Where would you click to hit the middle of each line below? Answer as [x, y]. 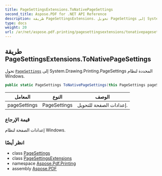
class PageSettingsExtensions [42, 159]
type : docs [16, 23]
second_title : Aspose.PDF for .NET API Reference [56, 14]
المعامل [22, 96]
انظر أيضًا [15, 143]
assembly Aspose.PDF [34, 169]
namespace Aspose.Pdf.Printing [44, 163]
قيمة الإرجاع [17, 119]
